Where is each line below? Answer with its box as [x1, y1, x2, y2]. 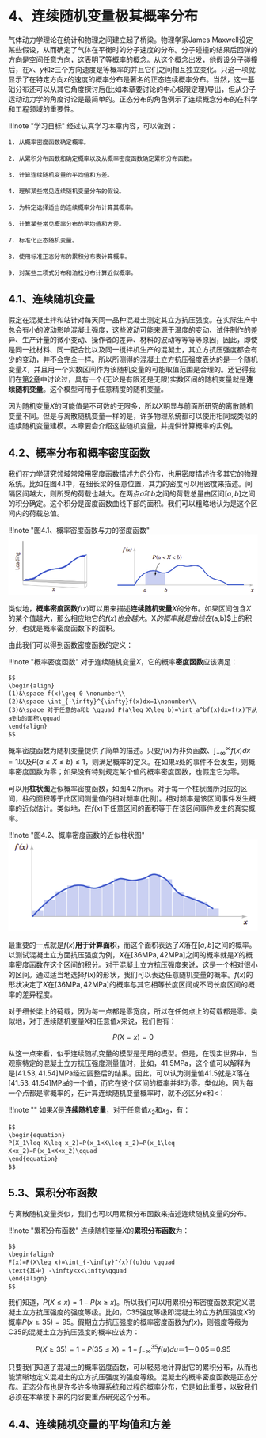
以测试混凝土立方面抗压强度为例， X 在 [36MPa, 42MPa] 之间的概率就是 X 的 [8, 950, 246, 960]
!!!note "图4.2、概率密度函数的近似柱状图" [8, 830, 145, 839]
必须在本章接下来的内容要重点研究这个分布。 [8, 1392, 154, 1402]
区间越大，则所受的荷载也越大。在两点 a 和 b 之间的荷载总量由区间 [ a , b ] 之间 [14, 489, 256, 498]
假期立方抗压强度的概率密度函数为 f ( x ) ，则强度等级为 [77, 1317, 249, 1326]
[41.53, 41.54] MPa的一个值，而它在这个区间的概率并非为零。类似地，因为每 [8, 1078, 253, 1088]
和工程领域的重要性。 [8, 104, 78, 113]
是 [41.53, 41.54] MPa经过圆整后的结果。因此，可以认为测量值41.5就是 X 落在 [8, 1068, 251, 1078]
